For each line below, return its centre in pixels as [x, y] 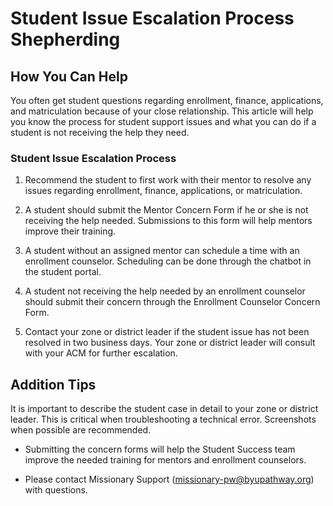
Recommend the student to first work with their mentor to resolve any [168, 180]
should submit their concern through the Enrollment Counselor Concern [172, 302]
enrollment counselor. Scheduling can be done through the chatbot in [168, 261]
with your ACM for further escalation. [101, 353]
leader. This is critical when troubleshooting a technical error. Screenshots [163, 419]
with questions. [56, 490]
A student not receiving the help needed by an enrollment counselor [165, 291]
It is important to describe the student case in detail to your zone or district [164, 409]
